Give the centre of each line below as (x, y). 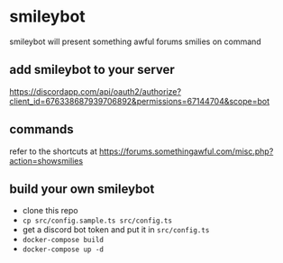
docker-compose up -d (63, 249)
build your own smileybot (82, 189)
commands (41, 129)
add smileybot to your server (92, 70)
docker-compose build (63, 240)
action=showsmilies (46, 160)
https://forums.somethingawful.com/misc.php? (186, 151)
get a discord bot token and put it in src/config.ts (116, 230)
